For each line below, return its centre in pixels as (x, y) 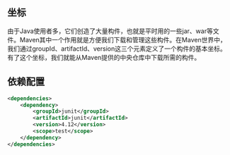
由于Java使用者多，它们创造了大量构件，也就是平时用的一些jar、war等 (110, 31)
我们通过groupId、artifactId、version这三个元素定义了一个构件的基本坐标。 (117, 49)
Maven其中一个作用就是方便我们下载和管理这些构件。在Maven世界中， (123, 39)
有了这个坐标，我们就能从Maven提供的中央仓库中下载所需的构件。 (104, 57)
